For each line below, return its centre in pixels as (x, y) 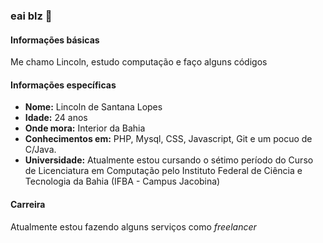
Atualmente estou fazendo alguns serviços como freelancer (133, 226)
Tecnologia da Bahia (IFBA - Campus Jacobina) (122, 181)
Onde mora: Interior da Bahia (85, 128)
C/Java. (40, 150)
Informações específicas (63, 85)
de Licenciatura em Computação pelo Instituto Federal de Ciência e (163, 171)
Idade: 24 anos (56, 118)
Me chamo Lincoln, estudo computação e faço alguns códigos (139, 62)
